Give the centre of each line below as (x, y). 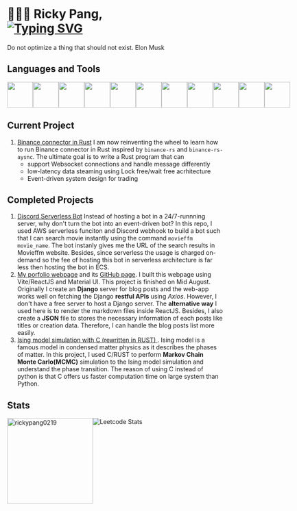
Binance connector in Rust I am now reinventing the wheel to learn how (118, 142)
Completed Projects (50, 200)
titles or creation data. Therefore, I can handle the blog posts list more (116, 325)
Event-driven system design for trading (83, 178)
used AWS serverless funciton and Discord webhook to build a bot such (119, 231)
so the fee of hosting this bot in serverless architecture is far (127, 260)
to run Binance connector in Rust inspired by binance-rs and (102, 149)
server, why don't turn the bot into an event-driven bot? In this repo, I (115, 224)
